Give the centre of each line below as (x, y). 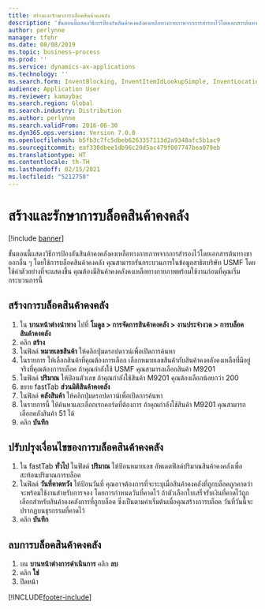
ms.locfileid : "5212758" (49, 177)
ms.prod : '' (28, 60)
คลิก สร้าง (32, 342)
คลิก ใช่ (29, 573)
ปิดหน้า (29, 581)
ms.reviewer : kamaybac (45, 96)
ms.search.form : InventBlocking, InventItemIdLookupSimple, (109, 81)
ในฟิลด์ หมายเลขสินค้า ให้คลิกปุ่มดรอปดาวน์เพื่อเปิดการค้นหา (97, 351)
